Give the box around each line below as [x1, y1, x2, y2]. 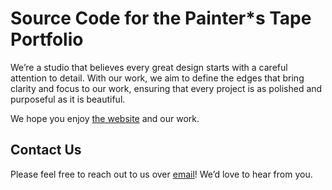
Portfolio [10, 28, 84, 51]
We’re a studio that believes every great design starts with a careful [10, 61, 288, 73]
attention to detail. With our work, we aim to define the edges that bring [10, 72, 305, 84]
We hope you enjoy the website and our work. [10, 112, 200, 124]
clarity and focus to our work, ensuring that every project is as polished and [10, 82, 323, 94]
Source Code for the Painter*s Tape [10, 7, 312, 30]
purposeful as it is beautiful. [10, 93, 126, 105]
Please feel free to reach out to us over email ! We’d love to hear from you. [10, 168, 313, 180]
